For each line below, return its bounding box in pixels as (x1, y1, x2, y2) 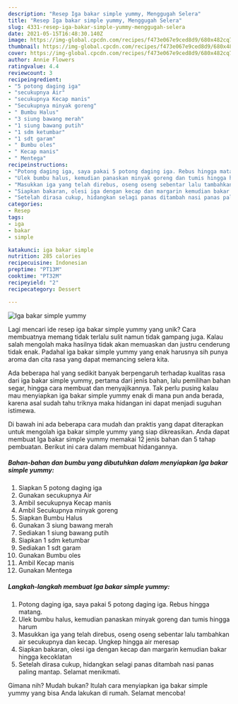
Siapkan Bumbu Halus (18, 513, 83, 523)
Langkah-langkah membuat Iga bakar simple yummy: (8, 583, 170, 591)
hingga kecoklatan (18, 652, 73, 661)
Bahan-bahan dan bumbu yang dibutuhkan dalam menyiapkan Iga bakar (8, 458, 228, 467)
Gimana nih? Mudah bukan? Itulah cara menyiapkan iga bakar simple (8, 681, 208, 690)
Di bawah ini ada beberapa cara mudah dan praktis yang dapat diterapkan (8, 419, 224, 428)
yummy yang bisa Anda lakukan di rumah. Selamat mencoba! (8, 689, 186, 698)
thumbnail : (8, 43, 40, 50)
